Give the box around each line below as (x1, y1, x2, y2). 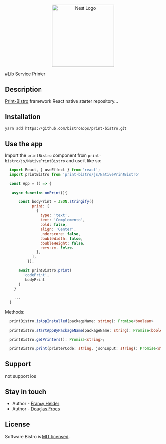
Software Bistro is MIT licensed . (5, 433, 70, 439)
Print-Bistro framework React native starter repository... (5, 98, 118, 104)
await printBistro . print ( (18, 268, 72, 273)
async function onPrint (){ (11, 190, 68, 195)
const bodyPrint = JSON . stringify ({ (18, 199, 94, 204)
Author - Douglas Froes (12, 406, 60, 412)
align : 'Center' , (40, 227, 77, 232)
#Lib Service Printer (5, 71, 46, 77)
